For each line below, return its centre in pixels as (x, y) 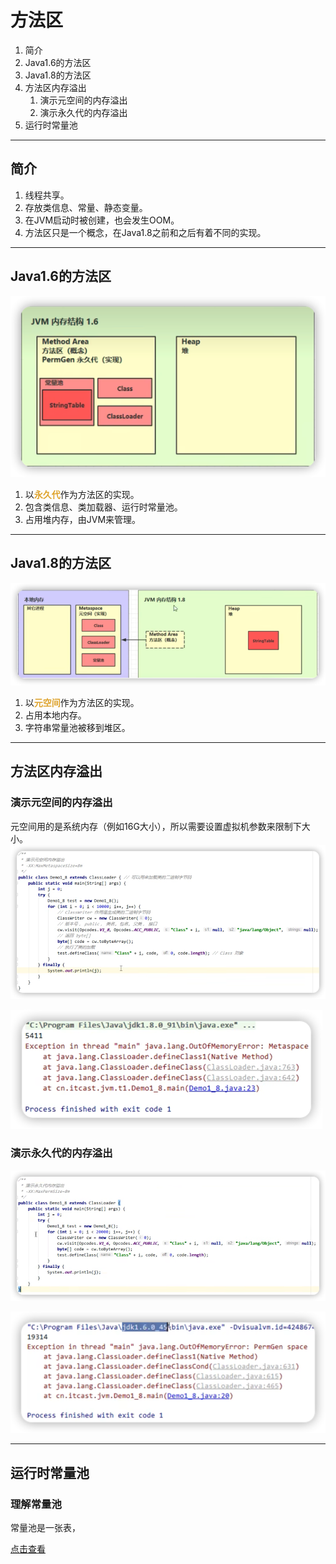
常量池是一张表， (45, 1527)
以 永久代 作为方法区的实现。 (82, 494)
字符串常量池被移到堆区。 (77, 727)
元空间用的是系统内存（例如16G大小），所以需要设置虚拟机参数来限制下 (156, 826)
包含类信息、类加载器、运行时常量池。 (103, 507)
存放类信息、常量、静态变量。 (86, 207)
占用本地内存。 (55, 715)
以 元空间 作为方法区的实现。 (82, 702)
